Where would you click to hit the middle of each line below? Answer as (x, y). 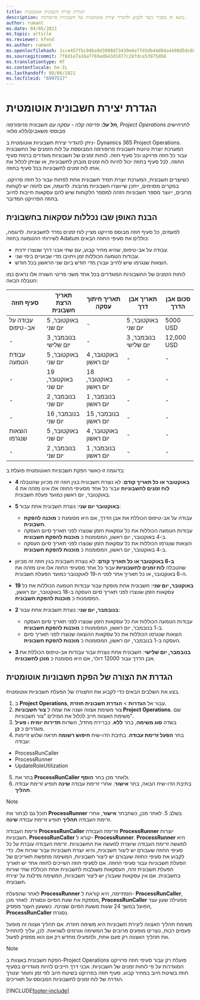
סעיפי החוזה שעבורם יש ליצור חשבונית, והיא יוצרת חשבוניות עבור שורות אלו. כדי (95, 850)
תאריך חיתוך (103, 298)
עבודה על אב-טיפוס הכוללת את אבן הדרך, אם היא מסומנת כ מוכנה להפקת (108, 517)
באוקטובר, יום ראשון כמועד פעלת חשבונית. (62, 495)
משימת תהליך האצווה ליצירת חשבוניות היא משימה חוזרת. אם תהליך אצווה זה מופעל (99, 924)
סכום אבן (178, 298)
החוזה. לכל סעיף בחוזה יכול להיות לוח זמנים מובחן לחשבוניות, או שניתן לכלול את (95, 161)
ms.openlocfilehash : (32, 51)
